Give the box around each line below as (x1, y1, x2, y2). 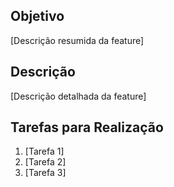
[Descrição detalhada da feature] (10, 90, 147, 102)
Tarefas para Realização (10, 119, 164, 136)
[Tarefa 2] (24, 156, 67, 168)
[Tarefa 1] (24, 145, 65, 158)
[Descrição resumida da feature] (10, 34, 145, 46)
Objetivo (10, 8, 65, 25)
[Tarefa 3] (24, 167, 67, 179)
